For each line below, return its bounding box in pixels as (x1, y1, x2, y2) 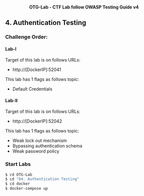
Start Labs (5, 160, 31, 167)
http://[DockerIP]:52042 (12, 118, 62, 124)
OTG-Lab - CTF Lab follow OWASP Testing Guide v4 (29, 4, 139, 10)
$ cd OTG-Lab (5, 172, 32, 177)
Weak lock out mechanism (12, 137, 67, 143)
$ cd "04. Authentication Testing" (5, 176, 79, 182)
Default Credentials (12, 86, 52, 92)
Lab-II (5, 97, 18, 103)
